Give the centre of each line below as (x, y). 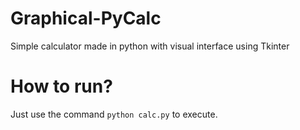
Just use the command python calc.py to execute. (114, 114)
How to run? (61, 86)
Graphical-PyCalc (86, 18)
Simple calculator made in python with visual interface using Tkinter (150, 46)
